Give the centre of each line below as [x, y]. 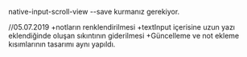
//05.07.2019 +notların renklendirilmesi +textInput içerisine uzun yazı [122, 27]
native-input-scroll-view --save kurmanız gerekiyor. [94, 12]
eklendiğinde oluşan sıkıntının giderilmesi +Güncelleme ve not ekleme [124, 36]
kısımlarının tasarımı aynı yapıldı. [62, 44]
